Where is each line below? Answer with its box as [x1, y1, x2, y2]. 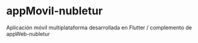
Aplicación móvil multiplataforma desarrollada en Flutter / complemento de [6, 24, 192, 31]
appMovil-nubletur [6, 4, 103, 18]
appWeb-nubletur [6, 30, 50, 37]
